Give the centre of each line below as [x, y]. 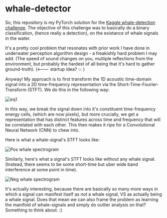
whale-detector [38, 9]
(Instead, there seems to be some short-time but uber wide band [72, 164]
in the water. [18, 38]
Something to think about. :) [34, 210]
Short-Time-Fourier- [138, 84]
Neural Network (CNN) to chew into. [42, 130]
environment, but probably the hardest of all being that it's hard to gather [80, 64]
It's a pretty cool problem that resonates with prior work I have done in [78, 48]
